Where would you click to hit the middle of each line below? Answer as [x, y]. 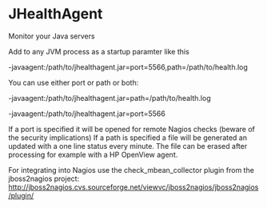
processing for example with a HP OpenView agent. [93, 154]
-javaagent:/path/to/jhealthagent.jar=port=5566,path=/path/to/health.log [128, 67]
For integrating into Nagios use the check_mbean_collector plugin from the [131, 170]
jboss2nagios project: [44, 178]
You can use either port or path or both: [74, 82]
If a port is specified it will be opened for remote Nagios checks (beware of [132, 129]
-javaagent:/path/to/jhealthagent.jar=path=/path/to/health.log [110, 98]
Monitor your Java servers [52, 36]
